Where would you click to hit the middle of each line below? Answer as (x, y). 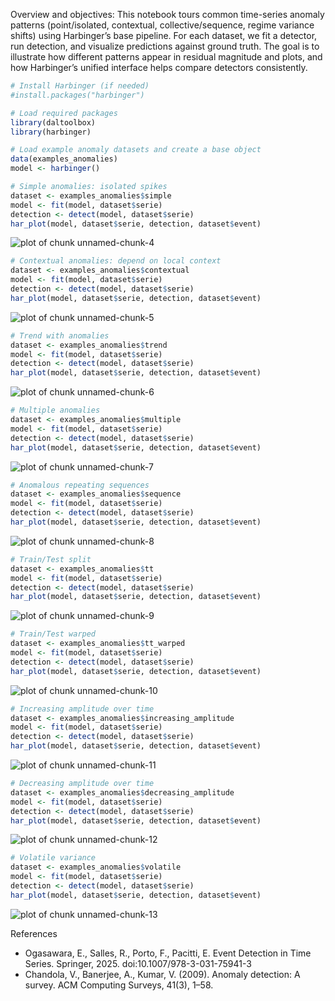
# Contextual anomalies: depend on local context (116, 261)
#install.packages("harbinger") (77, 95)
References (34, 933)
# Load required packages (64, 113)
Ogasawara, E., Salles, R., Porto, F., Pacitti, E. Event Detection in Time (168, 953)
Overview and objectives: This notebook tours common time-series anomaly (167, 14)
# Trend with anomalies (60, 335)
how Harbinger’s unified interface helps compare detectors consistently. (159, 67)
